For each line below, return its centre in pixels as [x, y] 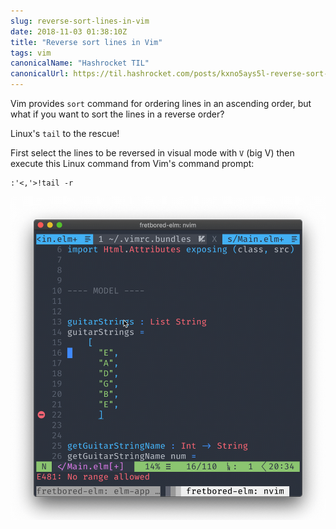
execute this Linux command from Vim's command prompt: [132, 163]
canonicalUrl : [40, 74]
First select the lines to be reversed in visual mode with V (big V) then [152, 153]
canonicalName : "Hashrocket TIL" [80, 63]
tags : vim [31, 53]
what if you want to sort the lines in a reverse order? [117, 114]
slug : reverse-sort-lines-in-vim [80, 21]
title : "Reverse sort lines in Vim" [86, 42]
